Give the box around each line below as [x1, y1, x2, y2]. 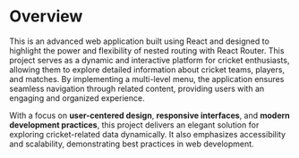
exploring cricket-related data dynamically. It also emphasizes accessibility [9, 129, 286, 139]
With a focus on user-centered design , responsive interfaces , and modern [9, 110, 291, 121]
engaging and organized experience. [9, 92, 145, 104]
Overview [9, 6, 83, 27]
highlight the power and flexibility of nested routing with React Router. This [9, 45, 285, 55]
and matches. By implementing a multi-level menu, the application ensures [9, 73, 285, 84]
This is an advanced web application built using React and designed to [9, 36, 270, 46]
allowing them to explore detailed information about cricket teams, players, [9, 64, 285, 75]
